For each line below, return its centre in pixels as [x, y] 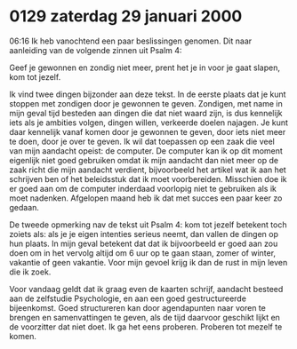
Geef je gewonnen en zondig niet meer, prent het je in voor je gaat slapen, [144, 67]
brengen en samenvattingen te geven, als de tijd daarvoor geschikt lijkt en [144, 317]
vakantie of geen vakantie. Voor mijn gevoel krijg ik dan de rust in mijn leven [148, 262]
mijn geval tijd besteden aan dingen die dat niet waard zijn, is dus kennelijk [146, 113]
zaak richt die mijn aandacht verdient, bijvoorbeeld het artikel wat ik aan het [148, 170]
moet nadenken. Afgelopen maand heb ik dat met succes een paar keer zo [146, 198]
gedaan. [24, 207]
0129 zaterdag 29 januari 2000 [126, 16]
